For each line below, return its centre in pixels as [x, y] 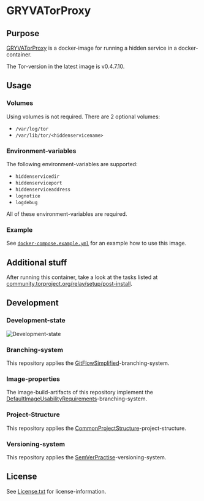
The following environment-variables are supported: [72, 164]
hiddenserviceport [39, 183]
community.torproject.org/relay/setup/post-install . [70, 284]
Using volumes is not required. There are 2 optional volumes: [83, 117]
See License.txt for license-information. [56, 491]
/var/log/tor [32, 129]
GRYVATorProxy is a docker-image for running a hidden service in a [92, 48]
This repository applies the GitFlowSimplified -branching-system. [88, 363]
